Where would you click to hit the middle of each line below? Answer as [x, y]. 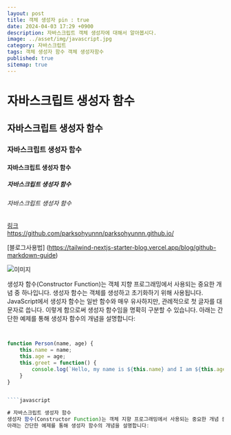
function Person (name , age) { [51, 344]
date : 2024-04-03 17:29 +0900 [51, 26]
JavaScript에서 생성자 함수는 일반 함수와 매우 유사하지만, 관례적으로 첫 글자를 [111, 301]
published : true [30, 59]
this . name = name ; [46, 350]
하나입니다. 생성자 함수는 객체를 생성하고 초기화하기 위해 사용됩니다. [112, 293]
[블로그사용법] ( [28, 248]
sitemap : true [27, 65]
